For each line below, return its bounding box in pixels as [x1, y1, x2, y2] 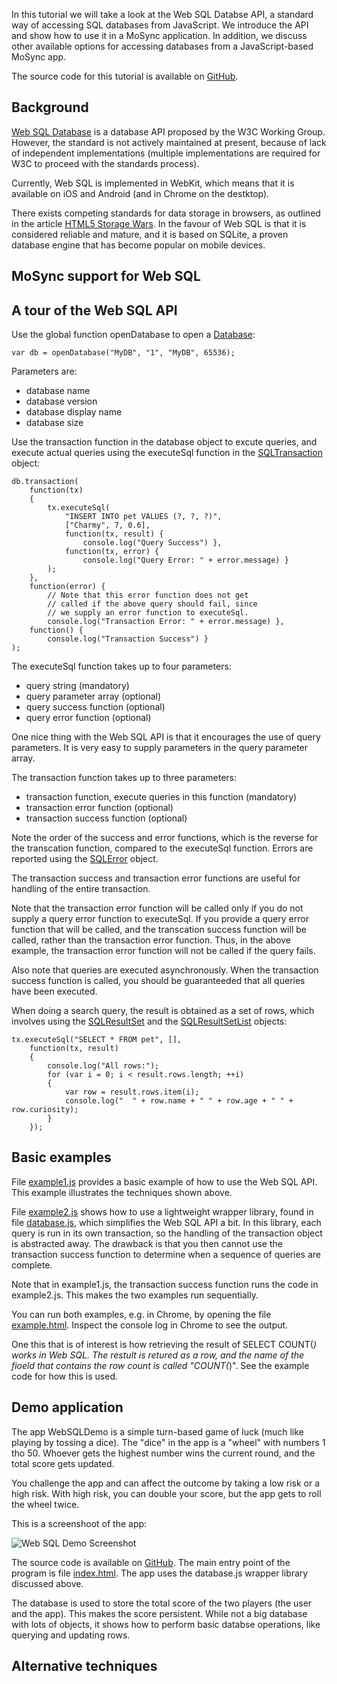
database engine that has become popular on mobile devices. [11, 239, 266, 251]
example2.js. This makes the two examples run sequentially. [11, 1289, 259, 1301]
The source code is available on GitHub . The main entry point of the [11, 1556, 291, 1568]
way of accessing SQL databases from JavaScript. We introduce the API [11, 19, 309, 31]
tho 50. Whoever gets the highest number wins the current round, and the [11, 1447, 316, 1459]
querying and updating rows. [11, 1629, 131, 1641]
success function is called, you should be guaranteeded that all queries [11, 975, 306, 987]
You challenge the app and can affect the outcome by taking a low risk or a [11, 1477, 321, 1489]
